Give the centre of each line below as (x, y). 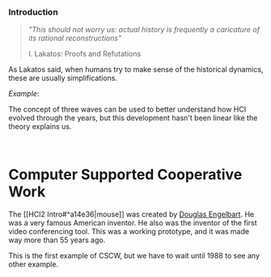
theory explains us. (40, 127)
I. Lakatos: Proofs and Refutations (85, 54)
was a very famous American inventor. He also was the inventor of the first (133, 223)
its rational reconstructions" (75, 38)
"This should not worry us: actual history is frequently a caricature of (144, 30)
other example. (34, 264)
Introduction (33, 12)
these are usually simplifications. (63, 78)
